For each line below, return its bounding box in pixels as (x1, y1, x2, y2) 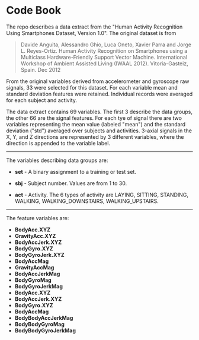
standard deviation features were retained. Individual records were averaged (6, 90, 193, 97)
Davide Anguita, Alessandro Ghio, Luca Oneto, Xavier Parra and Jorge (20, 41, 191, 48)
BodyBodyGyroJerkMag (14, 327, 76, 334)
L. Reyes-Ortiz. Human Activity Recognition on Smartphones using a (20, 47, 188, 54)
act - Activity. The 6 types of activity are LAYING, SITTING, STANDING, (14, 191, 188, 198)
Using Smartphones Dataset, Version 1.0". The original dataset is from (6, 29, 176, 36)
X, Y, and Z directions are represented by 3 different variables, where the (6, 133, 185, 140)
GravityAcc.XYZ (14, 232, 56, 239)
